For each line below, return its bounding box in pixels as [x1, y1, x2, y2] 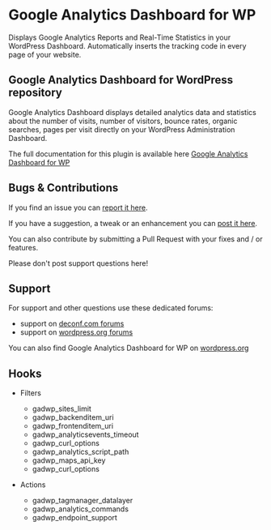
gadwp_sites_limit [32, 404, 91, 414]
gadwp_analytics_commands [32, 504, 129, 514]
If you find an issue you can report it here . [8, 203, 148, 212]
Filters [19, 388, 42, 398]
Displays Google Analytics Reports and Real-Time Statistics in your [8, 32, 231, 42]
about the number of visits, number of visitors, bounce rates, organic [8, 116, 238, 126]
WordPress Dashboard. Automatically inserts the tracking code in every [8, 41, 247, 50]
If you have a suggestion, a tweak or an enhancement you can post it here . [8, 218, 257, 228]
